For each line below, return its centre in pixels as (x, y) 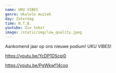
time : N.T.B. (18, 23)
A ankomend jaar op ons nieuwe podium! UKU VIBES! (58, 46)
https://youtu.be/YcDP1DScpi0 (36, 56)
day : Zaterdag (20, 19)
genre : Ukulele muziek (28, 14)
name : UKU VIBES (22, 10)
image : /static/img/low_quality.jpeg (44, 32)
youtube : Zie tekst (25, 28)
